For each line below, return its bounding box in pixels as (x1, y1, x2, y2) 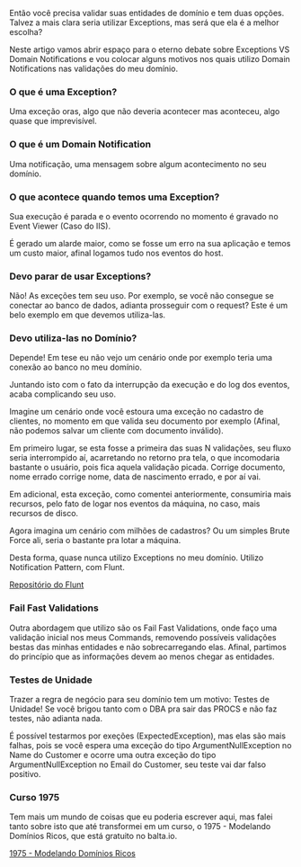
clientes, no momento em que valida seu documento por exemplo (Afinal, (9, 416, 280, 426)
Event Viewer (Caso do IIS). (9, 220, 111, 231)
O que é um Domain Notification (9, 139, 151, 151)
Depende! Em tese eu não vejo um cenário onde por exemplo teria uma (9, 353, 272, 363)
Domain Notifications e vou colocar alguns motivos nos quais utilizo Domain (9, 54, 290, 64)
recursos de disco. (9, 508, 79, 519)
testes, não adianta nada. (9, 713, 103, 724)
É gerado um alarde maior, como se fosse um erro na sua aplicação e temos (9, 237, 291, 248)
